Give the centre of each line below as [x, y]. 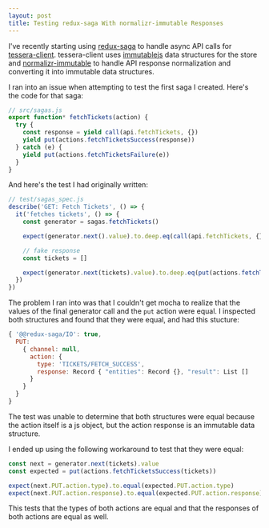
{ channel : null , [52, 349]
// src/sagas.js [35, 110]
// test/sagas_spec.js [46, 200]
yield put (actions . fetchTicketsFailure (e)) [96, 154]
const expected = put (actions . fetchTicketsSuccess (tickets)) [112, 471]
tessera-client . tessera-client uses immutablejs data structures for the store [133, 54]
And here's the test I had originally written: [78, 185]
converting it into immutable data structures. [81, 71]
